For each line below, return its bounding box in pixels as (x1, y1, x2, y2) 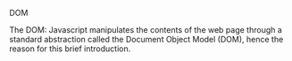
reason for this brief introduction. (9, 43, 131, 54)
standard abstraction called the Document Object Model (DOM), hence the (9, 34, 284, 44)
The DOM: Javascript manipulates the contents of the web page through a (9, 25, 283, 34)
